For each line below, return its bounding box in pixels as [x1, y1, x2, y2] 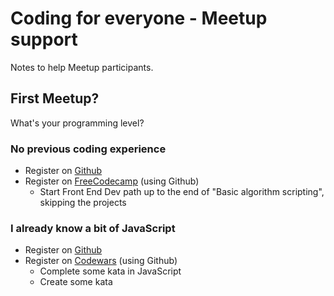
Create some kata [39, 276, 113, 288]
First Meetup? [10, 90, 100, 107]
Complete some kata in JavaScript [39, 265, 182, 277]
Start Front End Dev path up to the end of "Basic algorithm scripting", [39, 186, 325, 198]
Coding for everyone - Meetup [10, 7, 268, 30]
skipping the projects [39, 197, 127, 209]
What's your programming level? [10, 117, 145, 129]
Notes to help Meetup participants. [10, 61, 154, 73]
